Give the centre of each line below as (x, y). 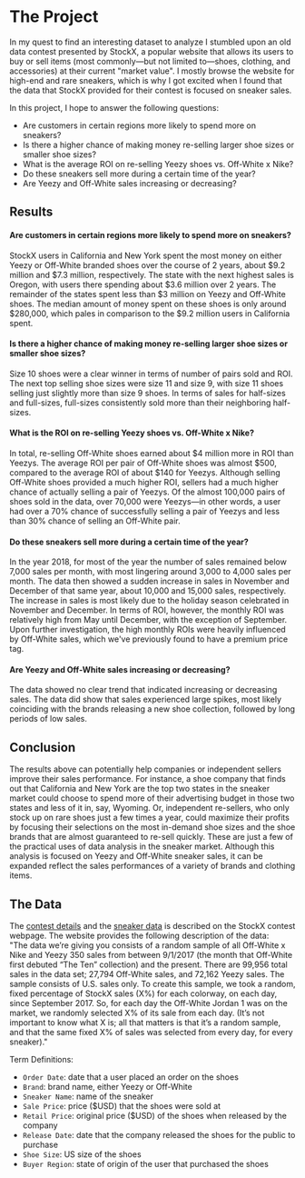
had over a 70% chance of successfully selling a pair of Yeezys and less (144, 511)
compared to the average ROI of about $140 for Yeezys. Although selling (145, 472)
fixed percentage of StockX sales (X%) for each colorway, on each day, (143, 993)
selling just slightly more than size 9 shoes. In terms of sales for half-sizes (148, 393)
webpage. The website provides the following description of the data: (139, 935)
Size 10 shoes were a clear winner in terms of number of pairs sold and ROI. (151, 374)
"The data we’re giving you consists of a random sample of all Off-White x (148, 945)
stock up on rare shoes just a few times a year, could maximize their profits (150, 818)
